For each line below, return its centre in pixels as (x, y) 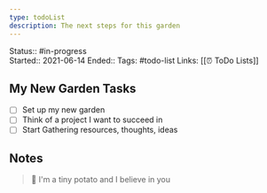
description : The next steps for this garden (94, 26)
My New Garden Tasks (73, 88)
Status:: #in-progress (48, 50)
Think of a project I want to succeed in (92, 120)
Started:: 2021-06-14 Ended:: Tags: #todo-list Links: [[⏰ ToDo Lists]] (134, 60)
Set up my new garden (63, 110)
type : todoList (37, 17)
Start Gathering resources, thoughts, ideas (100, 130)
